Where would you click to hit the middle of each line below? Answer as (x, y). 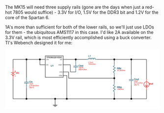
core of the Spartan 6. (27, 17)
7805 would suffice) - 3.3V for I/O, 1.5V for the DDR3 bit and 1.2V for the (86, 12)
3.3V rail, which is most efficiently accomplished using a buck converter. (78, 37)
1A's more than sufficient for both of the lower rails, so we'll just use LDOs (80, 27)
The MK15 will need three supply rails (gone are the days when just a (75, 7)
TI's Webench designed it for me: (39, 43)
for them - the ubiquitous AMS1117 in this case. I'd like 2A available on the (79, 32)
